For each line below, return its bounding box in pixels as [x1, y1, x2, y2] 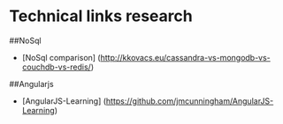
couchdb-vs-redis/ [21, 62, 91, 72]
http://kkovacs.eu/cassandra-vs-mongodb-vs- [100, 52, 272, 62]
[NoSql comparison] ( [21, 52, 101, 62]
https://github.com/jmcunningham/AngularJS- [105, 95, 274, 106]
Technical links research [9, 6, 193, 26]
